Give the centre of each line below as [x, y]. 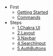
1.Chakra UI [29, 28]
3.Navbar [26, 38]
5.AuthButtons [31, 48]
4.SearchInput [31, 43]
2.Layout [26, 33]
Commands [29, 17]
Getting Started [32, 12]
